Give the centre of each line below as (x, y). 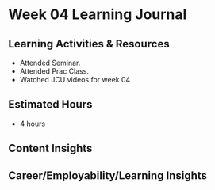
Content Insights (50, 148)
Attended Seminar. (50, 63)
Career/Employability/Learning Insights (108, 175)
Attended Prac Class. (54, 71)
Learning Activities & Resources (89, 44)
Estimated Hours (50, 104)
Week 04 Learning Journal (98, 15)
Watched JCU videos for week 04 (75, 80)
